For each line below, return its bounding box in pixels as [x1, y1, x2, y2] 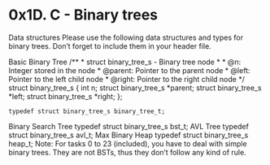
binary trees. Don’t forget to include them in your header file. [8, 41, 211, 50]
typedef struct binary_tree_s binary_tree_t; [8, 107, 165, 115]
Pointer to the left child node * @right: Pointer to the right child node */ [8, 74, 246, 84]
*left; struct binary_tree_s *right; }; [8, 91, 124, 101]
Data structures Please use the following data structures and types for [8, 33, 244, 42]
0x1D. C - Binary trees [8, 6, 159, 24]
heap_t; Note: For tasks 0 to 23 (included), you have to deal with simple [8, 138, 247, 148]
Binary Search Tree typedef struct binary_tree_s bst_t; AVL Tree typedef [8, 121, 250, 131]
